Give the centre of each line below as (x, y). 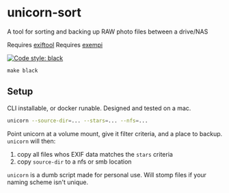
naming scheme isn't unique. (48, 182)
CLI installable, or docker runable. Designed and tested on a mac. (99, 108)
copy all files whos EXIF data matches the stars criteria (95, 154)
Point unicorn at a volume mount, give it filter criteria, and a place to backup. (115, 133)
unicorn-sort (44, 13)
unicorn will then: (31, 141)
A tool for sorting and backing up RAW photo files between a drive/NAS (108, 31)
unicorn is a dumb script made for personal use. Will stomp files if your (107, 175)
